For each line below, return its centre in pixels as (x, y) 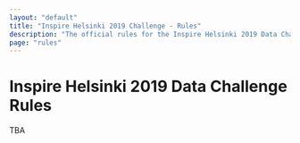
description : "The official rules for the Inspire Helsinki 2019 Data (143, 34)
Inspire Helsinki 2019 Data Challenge (148, 87)
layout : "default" (43, 17)
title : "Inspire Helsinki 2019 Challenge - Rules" (105, 26)
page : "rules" (36, 42)
